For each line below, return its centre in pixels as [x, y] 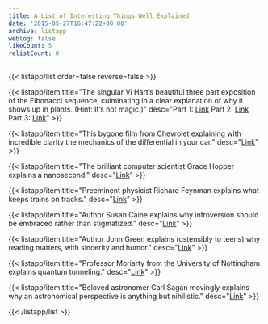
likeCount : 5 [30, 46]
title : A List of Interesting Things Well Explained [99, 16]
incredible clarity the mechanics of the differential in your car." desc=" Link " [134, 142]
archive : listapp [38, 31]
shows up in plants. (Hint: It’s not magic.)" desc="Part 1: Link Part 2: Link [129, 109]
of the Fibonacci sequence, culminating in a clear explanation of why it [126, 101]
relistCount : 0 [34, 53]
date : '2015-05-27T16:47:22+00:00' [68, 23]
